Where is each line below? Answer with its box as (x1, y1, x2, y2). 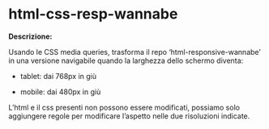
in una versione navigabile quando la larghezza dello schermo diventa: (8, 56, 244, 65)
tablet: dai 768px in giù (19, 71, 97, 81)
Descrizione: (8, 31, 53, 41)
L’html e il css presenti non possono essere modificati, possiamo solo (8, 102, 241, 112)
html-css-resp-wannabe (8, 5, 178, 23)
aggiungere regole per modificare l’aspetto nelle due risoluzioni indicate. (8, 110, 250, 121)
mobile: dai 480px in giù (19, 86, 101, 97)
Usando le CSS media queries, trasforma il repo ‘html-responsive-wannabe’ (8, 47, 261, 56)
